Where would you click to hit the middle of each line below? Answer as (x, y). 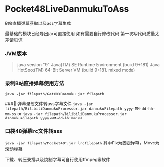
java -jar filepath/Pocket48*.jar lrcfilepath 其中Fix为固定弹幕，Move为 (82, 143)
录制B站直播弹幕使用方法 (34, 83)
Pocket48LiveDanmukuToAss (67, 9)
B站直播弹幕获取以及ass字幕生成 (38, 23)
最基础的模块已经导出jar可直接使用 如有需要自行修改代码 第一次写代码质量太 (82, 33)
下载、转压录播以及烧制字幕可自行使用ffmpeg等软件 (58, 159)
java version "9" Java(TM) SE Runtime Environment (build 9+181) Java (88, 65)
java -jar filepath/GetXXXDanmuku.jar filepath (55, 94)
